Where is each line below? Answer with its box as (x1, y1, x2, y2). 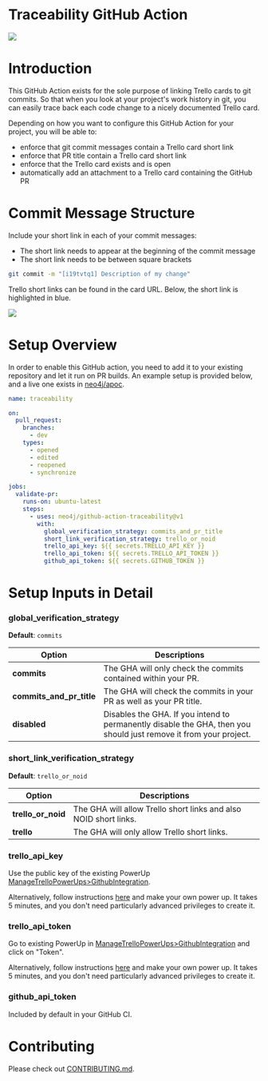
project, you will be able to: (8, 126, 97, 137)
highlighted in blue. (8, 293, 72, 303)
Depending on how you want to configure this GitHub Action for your (8, 118, 235, 128)
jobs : (8, 483, 26, 491)
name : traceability (8, 394, 73, 402)
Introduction (8, 60, 93, 77)
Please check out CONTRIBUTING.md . (8, 1063, 135, 1073)
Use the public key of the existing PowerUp (8, 869, 151, 878)
